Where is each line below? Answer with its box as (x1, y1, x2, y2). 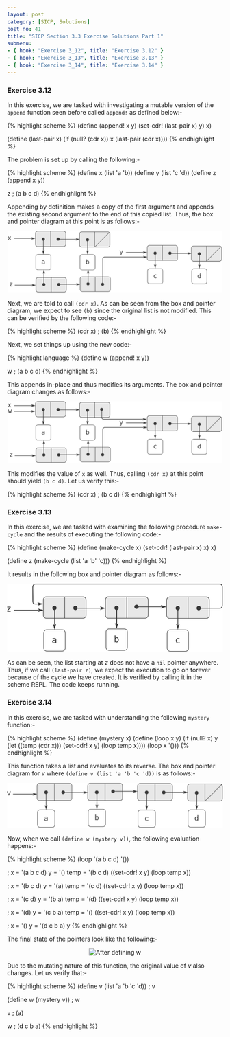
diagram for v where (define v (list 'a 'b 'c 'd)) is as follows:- (7, 769, 196, 777)
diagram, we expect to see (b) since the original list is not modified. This (7, 306, 212, 315)
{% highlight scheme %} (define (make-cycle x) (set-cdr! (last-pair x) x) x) (7, 543, 217, 552)
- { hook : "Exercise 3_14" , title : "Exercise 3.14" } (7, 62, 164, 69)
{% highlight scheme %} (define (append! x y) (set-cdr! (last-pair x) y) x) (7, 122, 212, 130)
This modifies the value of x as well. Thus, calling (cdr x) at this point (7, 470, 204, 478)
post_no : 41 (7, 25, 41, 32)
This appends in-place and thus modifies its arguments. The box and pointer (7, 380, 223, 389)
